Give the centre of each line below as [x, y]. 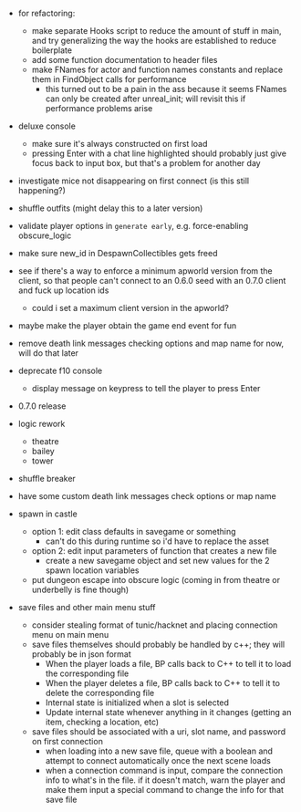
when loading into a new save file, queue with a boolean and [159, 751]
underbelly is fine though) [80, 589]
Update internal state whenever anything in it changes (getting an [168, 712]
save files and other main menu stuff [87, 607]
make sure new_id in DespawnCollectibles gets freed [118, 253]
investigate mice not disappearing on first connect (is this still [133, 181]
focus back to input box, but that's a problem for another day [146, 163]
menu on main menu [70, 635]
